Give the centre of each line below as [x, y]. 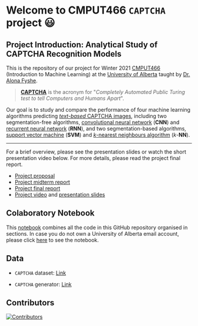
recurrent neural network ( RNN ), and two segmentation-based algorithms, [96, 128]
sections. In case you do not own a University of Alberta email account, [93, 233]
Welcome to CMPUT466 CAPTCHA [86, 10]
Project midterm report [42, 182]
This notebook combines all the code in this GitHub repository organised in [97, 227]
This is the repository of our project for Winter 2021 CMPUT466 [83, 68]
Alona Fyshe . [22, 81]
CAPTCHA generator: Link [43, 284]
